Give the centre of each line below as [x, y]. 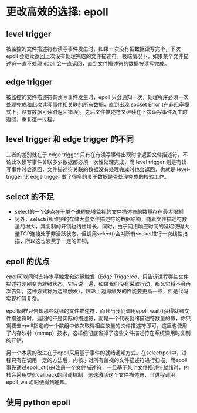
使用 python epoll [38, 402]
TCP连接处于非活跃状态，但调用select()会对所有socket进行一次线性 [101, 234]
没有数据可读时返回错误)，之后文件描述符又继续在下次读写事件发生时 [105, 111]
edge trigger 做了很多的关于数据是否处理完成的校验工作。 [100, 176]
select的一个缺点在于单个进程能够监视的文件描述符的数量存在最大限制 [99, 212]
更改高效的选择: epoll [57, 12]
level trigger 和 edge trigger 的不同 [70, 139]
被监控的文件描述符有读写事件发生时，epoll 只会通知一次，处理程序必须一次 [97, 97]
